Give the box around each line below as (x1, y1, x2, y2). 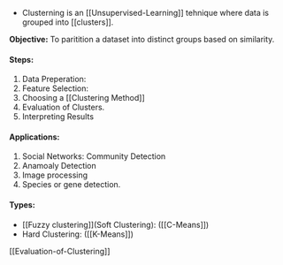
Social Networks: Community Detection (21, 151, 166, 162)
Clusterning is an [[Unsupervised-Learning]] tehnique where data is (21, 8, 270, 18)
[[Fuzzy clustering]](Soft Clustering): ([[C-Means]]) (21, 219, 210, 230)
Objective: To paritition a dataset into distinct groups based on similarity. (9, 34, 275, 44)
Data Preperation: (21, 74, 87, 85)
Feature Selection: (21, 83, 89, 94)
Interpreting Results (21, 111, 95, 122)
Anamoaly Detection (21, 161, 97, 171)
